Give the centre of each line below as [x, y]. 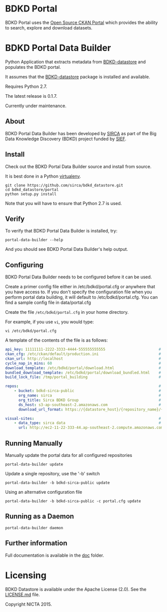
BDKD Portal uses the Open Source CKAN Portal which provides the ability [82, 22]
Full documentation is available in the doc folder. [55, 555]
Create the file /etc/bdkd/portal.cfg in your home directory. [67, 312]
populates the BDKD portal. [33, 67]
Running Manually [34, 443]
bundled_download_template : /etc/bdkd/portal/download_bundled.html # [83, 373]
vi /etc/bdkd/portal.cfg [31, 331]
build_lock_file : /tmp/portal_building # [83, 377]
